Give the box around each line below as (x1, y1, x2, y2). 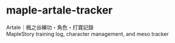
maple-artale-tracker (6, 4, 113, 17)
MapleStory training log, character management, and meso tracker (6, 30, 169, 37)
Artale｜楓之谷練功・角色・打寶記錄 (6, 24, 94, 31)
